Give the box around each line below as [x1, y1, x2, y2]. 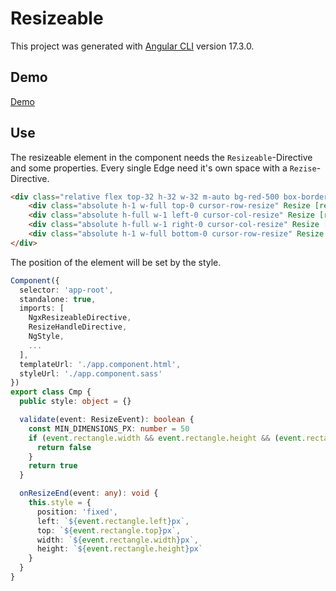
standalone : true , [19, 294, 97, 304]
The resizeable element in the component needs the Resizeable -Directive [10, 151, 313, 163]
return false [36, 442, 92, 452]
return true [28, 461, 78, 471]
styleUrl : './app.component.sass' [19, 368, 163, 379]
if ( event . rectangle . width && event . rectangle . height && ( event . [28, 433, 307, 443]
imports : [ [19, 303, 65, 314]
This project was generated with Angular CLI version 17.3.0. [10, 40, 255, 52]
